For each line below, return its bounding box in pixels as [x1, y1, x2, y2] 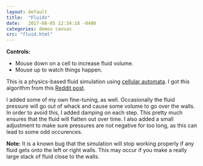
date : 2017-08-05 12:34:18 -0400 [6, 20, 97, 26]
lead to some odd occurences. [6, 128, 83, 136]
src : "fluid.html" [6, 32, 53, 38]
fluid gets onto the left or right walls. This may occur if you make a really [6, 147, 187, 154]
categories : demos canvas [6, 25, 72, 32]
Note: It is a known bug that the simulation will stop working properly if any [6, 140, 194, 147]
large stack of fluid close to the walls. [6, 153, 100, 161]
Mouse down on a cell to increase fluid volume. [15, 60, 134, 67]
